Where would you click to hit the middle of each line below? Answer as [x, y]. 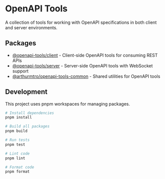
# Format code [20, 167]
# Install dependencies [30, 113]
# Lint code [17, 153]
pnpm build [16, 131]
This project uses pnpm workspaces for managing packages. [68, 104]
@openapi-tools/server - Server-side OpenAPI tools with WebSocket [82, 65]
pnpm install [19, 118]
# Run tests [17, 140]
